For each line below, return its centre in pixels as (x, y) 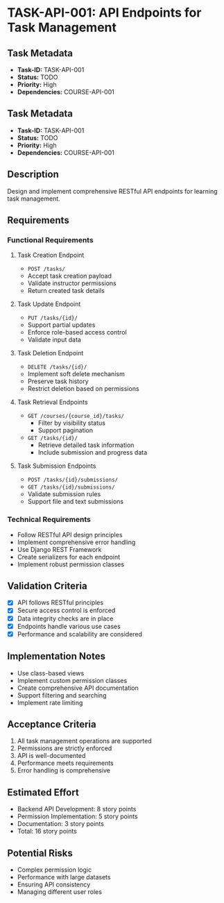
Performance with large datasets (64, 877)
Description (33, 175)
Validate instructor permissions (72, 283)
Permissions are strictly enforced (64, 748)
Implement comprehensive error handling (76, 542)
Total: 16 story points (47, 832)
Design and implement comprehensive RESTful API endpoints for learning (112, 191)
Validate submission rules (64, 494)
